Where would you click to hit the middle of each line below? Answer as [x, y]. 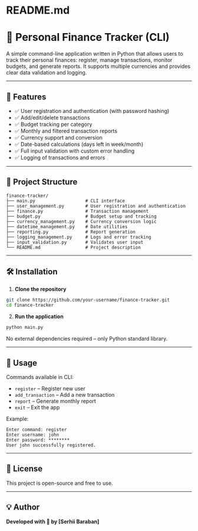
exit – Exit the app [37, 407]
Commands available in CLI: [40, 377]
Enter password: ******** [38, 440]
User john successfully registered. [51, 445]
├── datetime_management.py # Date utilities [67, 226]
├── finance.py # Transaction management [77, 211]
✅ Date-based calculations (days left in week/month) [79, 144]
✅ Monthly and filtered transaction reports [66, 131]
